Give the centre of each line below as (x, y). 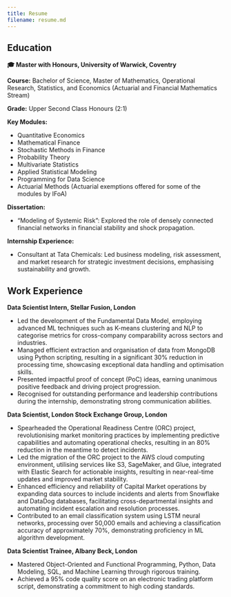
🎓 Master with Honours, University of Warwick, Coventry (92, 65)
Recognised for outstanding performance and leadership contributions (117, 394)
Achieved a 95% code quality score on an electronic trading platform (115, 579)
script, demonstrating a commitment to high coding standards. (106, 587)
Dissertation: (27, 207)
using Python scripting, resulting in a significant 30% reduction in (110, 357)
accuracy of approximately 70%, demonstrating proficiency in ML (110, 530)
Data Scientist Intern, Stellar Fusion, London (71, 308)
